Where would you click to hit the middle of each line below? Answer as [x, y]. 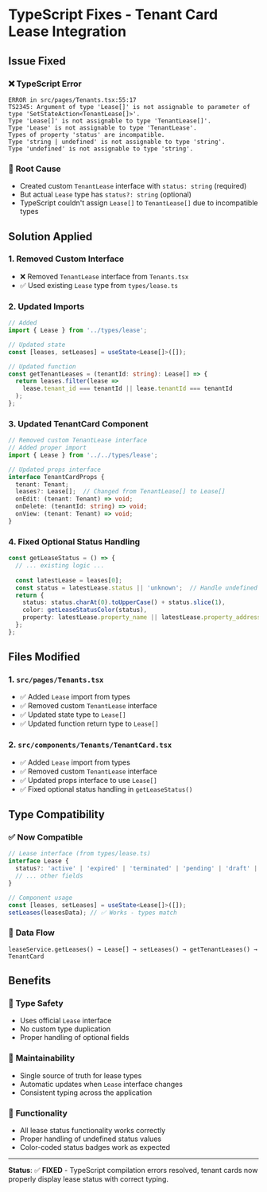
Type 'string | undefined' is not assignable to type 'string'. [117, 142]
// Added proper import [48, 448]
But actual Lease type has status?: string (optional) [106, 195]
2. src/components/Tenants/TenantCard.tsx [90, 745]
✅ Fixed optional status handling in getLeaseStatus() [106, 789]
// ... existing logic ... [60, 566]
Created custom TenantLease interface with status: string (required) [133, 186]
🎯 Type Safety [36, 1003]
